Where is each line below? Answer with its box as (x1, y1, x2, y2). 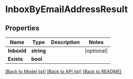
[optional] (84, 47, 108, 54)
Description (50, 39, 80, 46)
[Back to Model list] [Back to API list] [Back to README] (5, 68, 122, 74)
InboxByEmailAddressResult (5, 4, 128, 15)
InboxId (8, 47, 26, 54)
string (31, 47, 46, 54)
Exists (8, 56, 23, 62)
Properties (5, 24, 40, 32)
